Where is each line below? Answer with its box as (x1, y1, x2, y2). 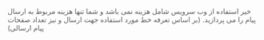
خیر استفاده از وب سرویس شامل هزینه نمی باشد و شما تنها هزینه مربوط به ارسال (7, 7, 251, 16)
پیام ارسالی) (7, 24, 45, 32)
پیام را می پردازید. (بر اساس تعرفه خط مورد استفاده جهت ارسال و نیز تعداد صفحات (7, 15, 257, 24)
